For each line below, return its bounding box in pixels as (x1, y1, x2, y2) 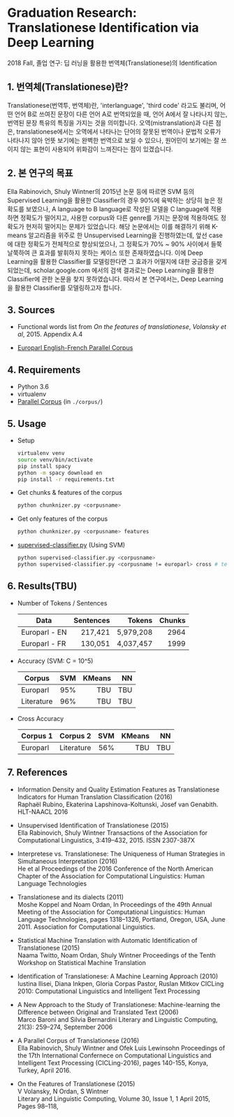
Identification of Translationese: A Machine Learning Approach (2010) (17, 971, 219, 981)
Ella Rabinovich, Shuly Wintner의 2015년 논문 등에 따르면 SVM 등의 (7, 187, 195, 195)
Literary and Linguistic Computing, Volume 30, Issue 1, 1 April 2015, (17, 1094, 211, 1103)
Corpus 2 (59, 731, 92, 740)
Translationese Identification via (7, 20, 199, 36)
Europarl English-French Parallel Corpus (17, 344, 133, 352)
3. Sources (7, 304, 55, 316)
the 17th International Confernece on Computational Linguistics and (17, 1051, 212, 1060)
